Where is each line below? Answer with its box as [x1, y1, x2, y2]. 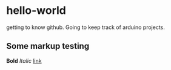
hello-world [6, 4, 67, 17]
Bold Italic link [6, 57, 42, 64]
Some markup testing [6, 41, 90, 51]
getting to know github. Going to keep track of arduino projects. [6, 24, 166, 31]
